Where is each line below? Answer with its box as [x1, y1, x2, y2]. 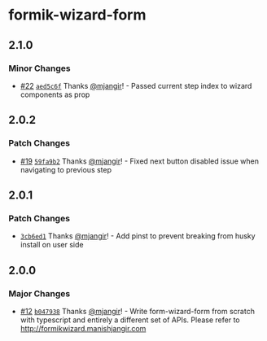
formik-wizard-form [8, 6, 147, 24]
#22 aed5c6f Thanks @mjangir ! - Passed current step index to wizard [20, 81, 252, 90]
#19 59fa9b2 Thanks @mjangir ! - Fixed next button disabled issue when [20, 156, 259, 166]
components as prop [20, 90, 90, 99]
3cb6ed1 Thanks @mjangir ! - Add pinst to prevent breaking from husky [20, 231, 256, 241]
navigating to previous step [20, 164, 112, 174]
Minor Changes [8, 63, 71, 74]
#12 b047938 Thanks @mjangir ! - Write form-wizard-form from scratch [20, 306, 255, 316]
